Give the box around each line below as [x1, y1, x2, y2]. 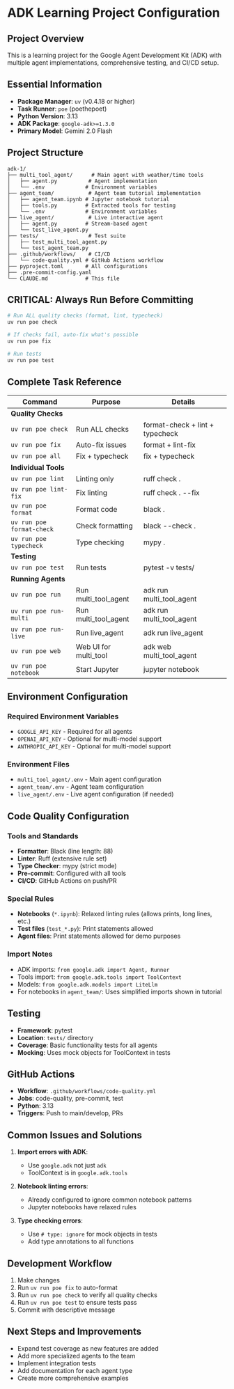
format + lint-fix [143, 440, 196, 450]
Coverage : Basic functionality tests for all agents [17, 1041, 158, 1049]
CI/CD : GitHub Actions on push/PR [17, 877, 117, 885]
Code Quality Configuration [7, 810, 130, 822]
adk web [143, 642, 172, 652]
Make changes [17, 1276, 61, 1285]
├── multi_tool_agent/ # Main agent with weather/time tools [7, 171, 204, 178]
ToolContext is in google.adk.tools [27, 1168, 128, 1177]
